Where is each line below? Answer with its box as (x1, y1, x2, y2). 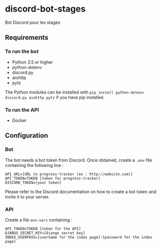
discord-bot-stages (5, 3, 86, 15)
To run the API (5, 106, 39, 113)
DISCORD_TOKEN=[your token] (5, 180, 62, 185)
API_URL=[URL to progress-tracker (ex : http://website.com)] (5, 171, 133, 177)
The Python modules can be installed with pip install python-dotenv (5, 89, 144, 95)
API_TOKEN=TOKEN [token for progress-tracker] (5, 176, 101, 181)
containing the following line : (5, 162, 64, 168)
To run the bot (5, 48, 39, 55)
